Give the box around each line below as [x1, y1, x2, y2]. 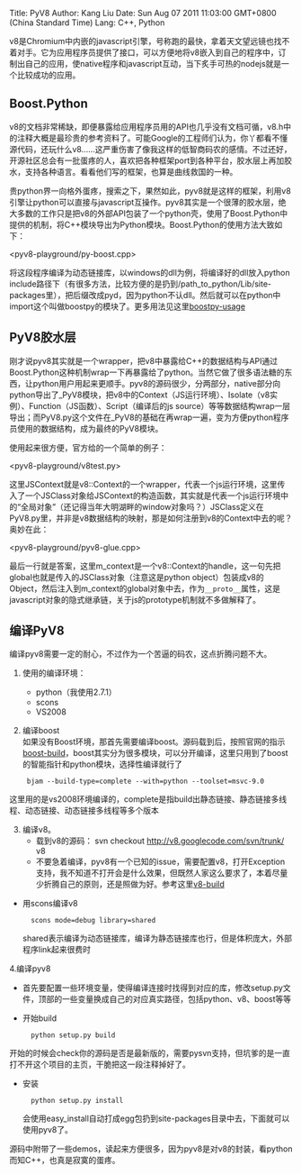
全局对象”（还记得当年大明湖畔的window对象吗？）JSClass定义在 [21, 501, 264, 512]
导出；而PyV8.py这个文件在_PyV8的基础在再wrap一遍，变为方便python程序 [9, 412, 289, 423]
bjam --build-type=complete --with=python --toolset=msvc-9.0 [26, 777, 265, 787]
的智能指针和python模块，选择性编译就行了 [22, 759, 182, 769]
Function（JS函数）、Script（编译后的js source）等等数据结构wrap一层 [28, 400, 291, 411]
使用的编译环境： [22, 668, 86, 678]
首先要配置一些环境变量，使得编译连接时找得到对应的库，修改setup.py [22, 982, 283, 994]
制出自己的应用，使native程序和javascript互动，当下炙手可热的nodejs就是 [9, 59, 282, 68]
